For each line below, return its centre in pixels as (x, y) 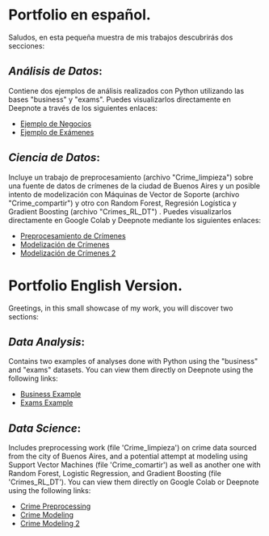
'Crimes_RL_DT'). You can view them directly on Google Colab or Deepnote (134, 482)
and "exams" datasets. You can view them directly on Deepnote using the (131, 370)
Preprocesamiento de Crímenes (73, 235)
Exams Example (46, 403)
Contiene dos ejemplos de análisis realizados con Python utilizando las (126, 91)
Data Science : (45, 428)
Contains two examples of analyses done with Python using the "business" (133, 361)
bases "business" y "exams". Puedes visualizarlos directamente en (120, 99)
